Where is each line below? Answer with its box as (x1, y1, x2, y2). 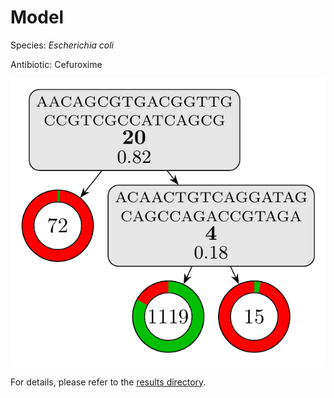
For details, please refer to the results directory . (10, 376, 207, 388)
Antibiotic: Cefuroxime (10, 58, 103, 70)
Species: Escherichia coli (10, 39, 115, 51)
